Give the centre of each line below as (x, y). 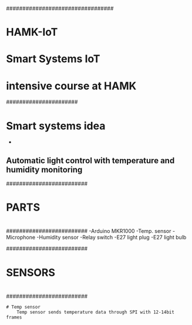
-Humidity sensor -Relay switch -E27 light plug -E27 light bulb (112, 238)
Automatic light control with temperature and (90, 160)
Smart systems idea (56, 126)
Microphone (21, 238)
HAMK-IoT (32, 32)
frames (14, 317)
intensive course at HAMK (71, 86)
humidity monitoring (44, 170)
